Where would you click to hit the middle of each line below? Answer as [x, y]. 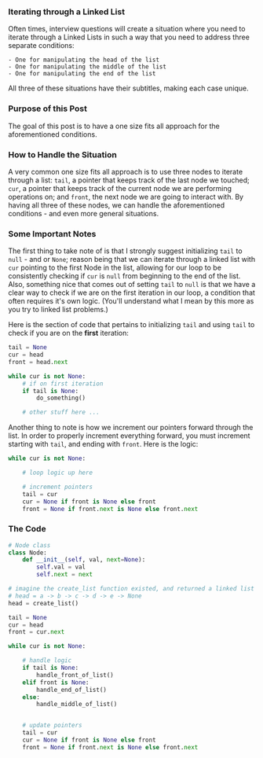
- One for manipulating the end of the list [82, 74]
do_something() [61, 398]
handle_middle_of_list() [77, 705]
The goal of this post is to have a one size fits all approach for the [114, 126]
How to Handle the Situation [63, 154]
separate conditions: [41, 46]
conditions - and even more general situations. [84, 213]
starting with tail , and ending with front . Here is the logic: [103, 444]
